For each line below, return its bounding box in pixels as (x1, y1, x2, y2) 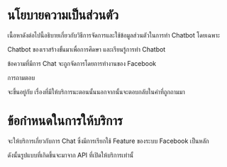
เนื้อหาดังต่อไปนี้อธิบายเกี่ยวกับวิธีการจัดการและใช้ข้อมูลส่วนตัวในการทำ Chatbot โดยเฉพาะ (7, 30, 221, 39)
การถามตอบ (7, 73, 35, 81)
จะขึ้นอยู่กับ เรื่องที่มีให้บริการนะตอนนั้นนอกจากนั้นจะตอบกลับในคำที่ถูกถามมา (7, 87, 186, 96)
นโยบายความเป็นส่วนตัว (7, 7, 119, 23)
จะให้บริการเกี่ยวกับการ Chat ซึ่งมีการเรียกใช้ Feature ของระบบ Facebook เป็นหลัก (7, 137, 209, 145)
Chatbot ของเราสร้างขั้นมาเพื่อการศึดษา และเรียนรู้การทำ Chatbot (7, 45, 166, 53)
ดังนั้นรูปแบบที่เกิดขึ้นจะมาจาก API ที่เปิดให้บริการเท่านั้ (7, 151, 133, 159)
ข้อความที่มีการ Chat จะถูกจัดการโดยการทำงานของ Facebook (7, 59, 157, 67)
